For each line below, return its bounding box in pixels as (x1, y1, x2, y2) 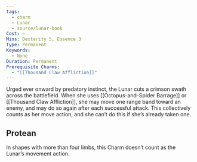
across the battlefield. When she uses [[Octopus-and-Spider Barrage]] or (6, 92, 187, 99)
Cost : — (6, 31, 26, 37)
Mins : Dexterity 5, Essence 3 (6, 36, 82, 42)
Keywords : (6, 47, 31, 53)
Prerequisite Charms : (6, 63, 60, 70)
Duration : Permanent (6, 58, 58, 64)
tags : (6, 8, 20, 15)
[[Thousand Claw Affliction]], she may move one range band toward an (6, 99, 181, 106)
